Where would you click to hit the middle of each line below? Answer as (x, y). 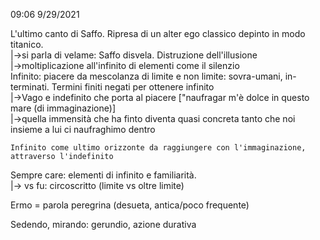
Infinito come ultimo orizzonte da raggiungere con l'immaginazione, (158, 148)
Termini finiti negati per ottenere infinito (133, 87)
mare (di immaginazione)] (63, 108)
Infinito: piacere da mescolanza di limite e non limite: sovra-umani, (146, 76)
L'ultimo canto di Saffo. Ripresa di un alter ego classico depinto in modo (158, 33)
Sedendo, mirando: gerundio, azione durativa (103, 224)
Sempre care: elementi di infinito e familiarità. (103, 175)
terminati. (30, 87)
